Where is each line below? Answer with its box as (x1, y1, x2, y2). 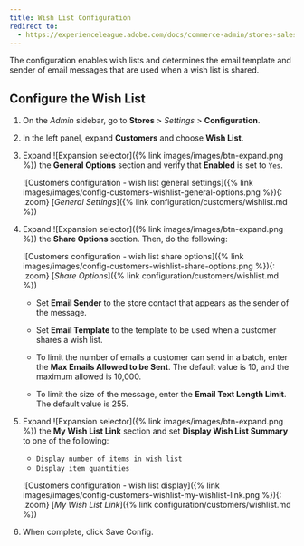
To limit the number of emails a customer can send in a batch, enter (35, 352, 288, 363)
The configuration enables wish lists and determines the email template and (9, 55, 292, 66)
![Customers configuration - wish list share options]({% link (22, 251, 244, 262)
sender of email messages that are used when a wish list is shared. (9, 64, 260, 75)
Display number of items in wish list (35, 454, 183, 463)
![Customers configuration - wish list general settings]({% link (22, 178, 253, 189)
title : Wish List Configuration (9, 13, 131, 23)
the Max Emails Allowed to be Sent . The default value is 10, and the (35, 362, 290, 373)
